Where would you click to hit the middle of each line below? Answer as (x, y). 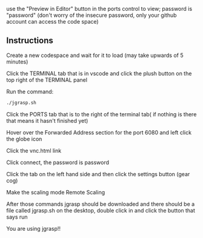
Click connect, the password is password (58, 162)
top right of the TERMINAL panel (47, 80)
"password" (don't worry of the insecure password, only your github (92, 15)
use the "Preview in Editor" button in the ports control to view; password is (99, 9)
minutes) (17, 61)
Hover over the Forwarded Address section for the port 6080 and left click (99, 132)
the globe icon (24, 139)
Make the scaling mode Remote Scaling (56, 192)
